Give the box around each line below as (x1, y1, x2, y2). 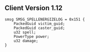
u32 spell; (13, 29, 36, 35)
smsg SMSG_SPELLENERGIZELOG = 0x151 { (4, 17, 85, 22)
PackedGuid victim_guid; (13, 21, 65, 26)
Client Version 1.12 (4, 4, 63, 12)
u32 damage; (13, 38, 38, 43)
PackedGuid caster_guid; (13, 26, 65, 30)
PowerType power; (13, 34, 50, 39)
